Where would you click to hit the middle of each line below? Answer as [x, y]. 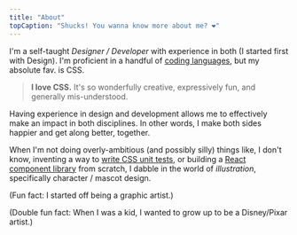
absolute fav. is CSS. [47, 70]
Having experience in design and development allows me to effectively [138, 114]
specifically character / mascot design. [80, 177]
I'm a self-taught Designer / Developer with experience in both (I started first [149, 51]
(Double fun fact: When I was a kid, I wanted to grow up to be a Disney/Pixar [148, 212]
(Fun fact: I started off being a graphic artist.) [92, 195]
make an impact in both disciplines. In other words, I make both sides [135, 123]
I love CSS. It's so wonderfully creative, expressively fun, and [143, 87]
